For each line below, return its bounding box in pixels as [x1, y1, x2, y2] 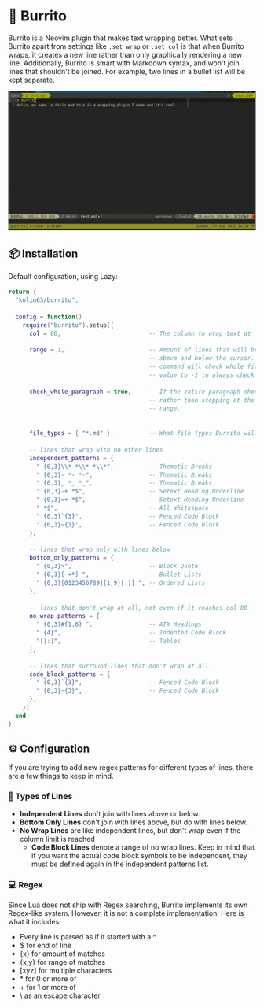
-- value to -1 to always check [148, 371, 255, 379]
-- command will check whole [148, 363, 244, 371]
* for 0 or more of [19, 974, 77, 984]
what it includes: [8, 917, 61, 927]
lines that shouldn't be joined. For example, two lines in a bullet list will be [8, 66, 246, 76]
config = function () [15, 313, 82, 321]
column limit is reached [19, 834, 96, 843]
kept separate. [8, 75, 55, 84]
